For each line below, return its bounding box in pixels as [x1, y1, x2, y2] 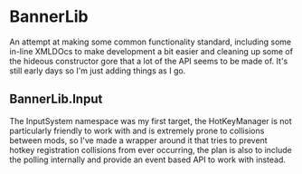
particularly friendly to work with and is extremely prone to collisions [9, 125, 265, 136]
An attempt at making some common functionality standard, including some [9, 36, 292, 47]
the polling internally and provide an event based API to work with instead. [9, 154, 287, 165]
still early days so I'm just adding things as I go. [9, 65, 186, 76]
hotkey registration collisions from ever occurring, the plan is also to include [9, 144, 292, 155]
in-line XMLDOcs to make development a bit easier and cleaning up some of [9, 45, 294, 56]
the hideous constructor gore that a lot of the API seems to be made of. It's [9, 55, 288, 66]
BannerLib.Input [9, 92, 103, 107]
